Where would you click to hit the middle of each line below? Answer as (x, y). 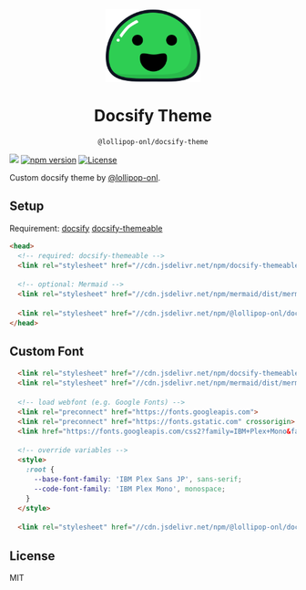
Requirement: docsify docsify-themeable (86, 228)
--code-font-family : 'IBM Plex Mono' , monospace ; (129, 489)
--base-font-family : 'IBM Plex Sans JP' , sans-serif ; (138, 480)
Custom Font (47, 352)
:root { (40, 470)
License (32, 556)
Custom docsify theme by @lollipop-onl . (85, 177)
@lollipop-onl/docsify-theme (153, 141)
